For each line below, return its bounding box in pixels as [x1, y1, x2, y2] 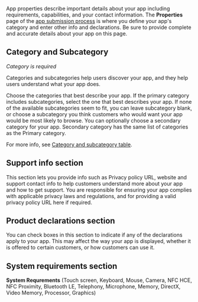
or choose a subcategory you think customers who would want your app [6, 110, 183, 117]
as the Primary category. [6, 129, 66, 136]
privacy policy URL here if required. [6, 199, 93, 206]
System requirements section [6, 261, 118, 271]
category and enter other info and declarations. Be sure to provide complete [6, 24, 191, 31]
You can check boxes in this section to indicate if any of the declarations [6, 231, 183, 238]
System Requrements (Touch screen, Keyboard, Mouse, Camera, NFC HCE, [6, 277, 192, 284]
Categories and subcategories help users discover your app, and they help [6, 74, 188, 81]
